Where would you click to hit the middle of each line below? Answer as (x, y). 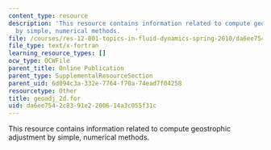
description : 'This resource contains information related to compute (129, 23)
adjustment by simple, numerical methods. (79, 137)
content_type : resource (48, 16)
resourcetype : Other (43, 91)
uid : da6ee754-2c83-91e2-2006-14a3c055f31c (83, 106)
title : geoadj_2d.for (45, 98)
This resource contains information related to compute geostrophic (120, 129)
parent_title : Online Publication (67, 69)
